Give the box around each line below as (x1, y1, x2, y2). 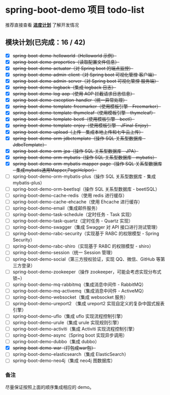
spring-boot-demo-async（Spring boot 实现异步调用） (12, 332, 128, 338)
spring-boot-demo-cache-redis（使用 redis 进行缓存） (12, 192, 127, 198)
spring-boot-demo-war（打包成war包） (12, 345, 96, 351)
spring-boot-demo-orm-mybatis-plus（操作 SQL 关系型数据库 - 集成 (12, 173, 156, 179)
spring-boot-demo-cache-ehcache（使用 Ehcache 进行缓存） (12, 199, 143, 205)
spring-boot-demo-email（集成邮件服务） (12, 205, 100, 211)
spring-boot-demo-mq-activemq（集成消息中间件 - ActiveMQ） (12, 288, 147, 294)
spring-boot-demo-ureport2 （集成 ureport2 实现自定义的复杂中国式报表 (12, 300, 165, 306)
